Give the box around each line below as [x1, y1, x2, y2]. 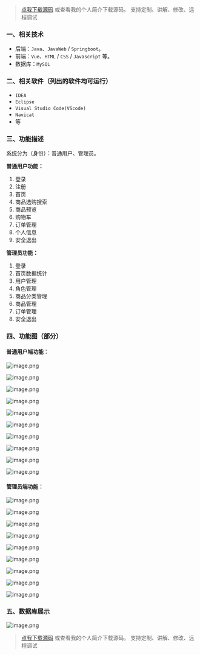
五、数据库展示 [6, 608, 50, 616]
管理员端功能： [6, 483, 44, 490]
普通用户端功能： [6, 348, 49, 355]
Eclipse [15, 99, 35, 105]
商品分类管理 [15, 292, 47, 300]
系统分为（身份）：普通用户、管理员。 [6, 149, 99, 157]
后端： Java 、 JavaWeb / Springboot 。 [15, 45, 104, 52]
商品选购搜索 [15, 198, 47, 206]
